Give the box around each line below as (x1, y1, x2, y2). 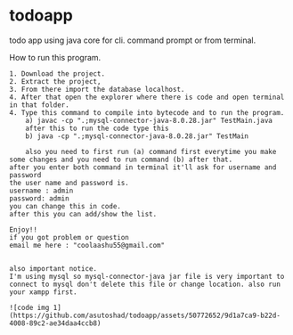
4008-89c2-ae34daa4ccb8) (9, 318, 102, 328)
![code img (9, 303, 50, 312)
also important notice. (9, 264, 98, 273)
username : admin (9, 186, 74, 195)
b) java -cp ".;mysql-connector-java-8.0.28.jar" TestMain (25, 131, 249, 141)
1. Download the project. (9, 69, 105, 78)
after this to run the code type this (25, 124, 169, 133)
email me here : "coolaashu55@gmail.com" (9, 241, 166, 249)
